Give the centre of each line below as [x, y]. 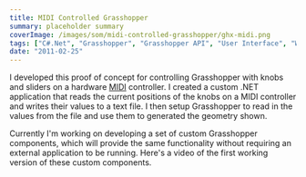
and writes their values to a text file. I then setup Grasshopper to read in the [151, 106]
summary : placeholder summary [67, 26]
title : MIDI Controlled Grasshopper [79, 18]
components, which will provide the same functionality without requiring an [151, 143]
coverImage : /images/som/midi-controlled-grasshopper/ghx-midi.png [140, 34]
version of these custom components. [81, 162]
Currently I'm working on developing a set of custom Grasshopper [133, 133]
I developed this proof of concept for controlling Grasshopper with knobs [147, 77]
